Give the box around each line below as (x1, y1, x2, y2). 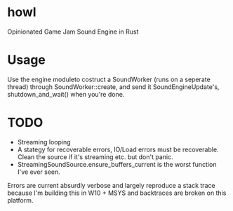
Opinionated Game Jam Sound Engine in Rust (7, 27, 139, 36)
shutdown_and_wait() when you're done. (7, 90, 125, 98)
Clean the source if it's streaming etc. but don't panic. (17, 152, 173, 161)
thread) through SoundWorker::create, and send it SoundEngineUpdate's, (7, 82, 220, 91)
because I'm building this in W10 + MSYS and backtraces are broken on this (7, 189, 227, 197)
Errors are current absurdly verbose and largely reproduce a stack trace (7, 181, 215, 189)
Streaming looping (17, 137, 72, 146)
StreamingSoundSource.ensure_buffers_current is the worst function (17, 160, 217, 168)
